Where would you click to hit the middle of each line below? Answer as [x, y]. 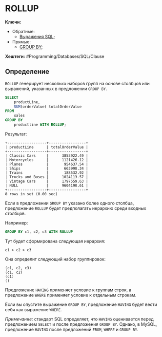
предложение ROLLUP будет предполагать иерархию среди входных [76, 208]
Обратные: [23, 31]
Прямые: [21, 41]
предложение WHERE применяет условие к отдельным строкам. [71, 295]
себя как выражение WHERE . [33, 309]
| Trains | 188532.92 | [47, 173]
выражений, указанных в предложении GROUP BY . [56, 89]
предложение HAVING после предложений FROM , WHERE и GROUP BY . [72, 329]
